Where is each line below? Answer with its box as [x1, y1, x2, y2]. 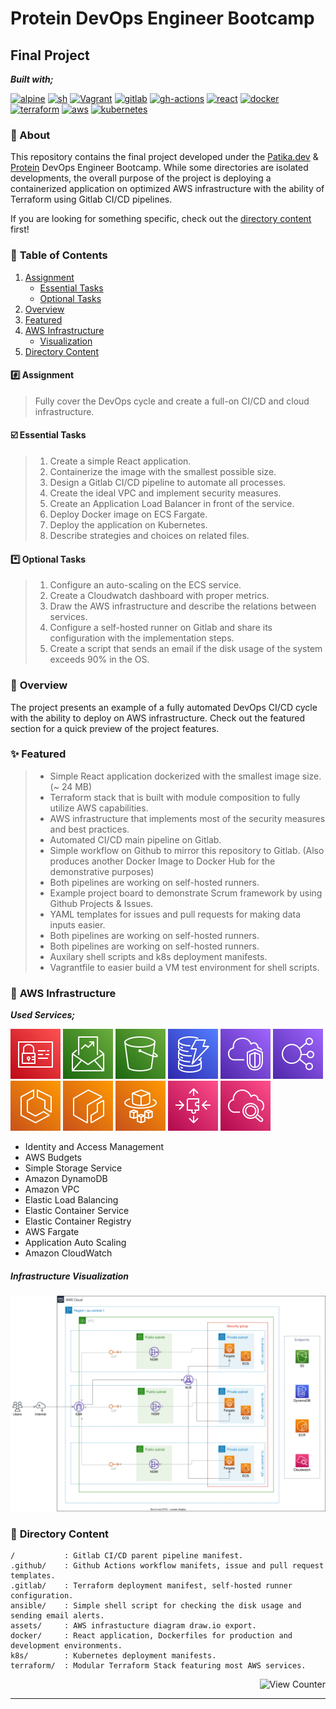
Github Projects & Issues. [49, 897, 154, 909]
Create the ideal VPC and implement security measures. [49, 487, 282, 499]
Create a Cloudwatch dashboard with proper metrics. [49, 590, 270, 602]
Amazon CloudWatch [24, 1247, 113, 1259]
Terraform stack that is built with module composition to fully [49, 791, 301, 803]
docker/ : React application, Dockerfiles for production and [10, 1630, 293, 1641]
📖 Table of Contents [10, 248, 108, 262]
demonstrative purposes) [49, 865, 155, 877]
